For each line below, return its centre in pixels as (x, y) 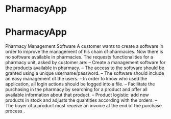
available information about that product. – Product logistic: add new (77, 95)
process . (15, 111)
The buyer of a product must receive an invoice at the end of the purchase (84, 106)
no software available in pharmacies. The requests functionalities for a (79, 57)
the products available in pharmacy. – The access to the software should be (85, 68)
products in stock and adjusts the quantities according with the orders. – (81, 100)
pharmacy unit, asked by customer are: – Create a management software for (86, 63)
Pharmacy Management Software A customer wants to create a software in (84, 46)
